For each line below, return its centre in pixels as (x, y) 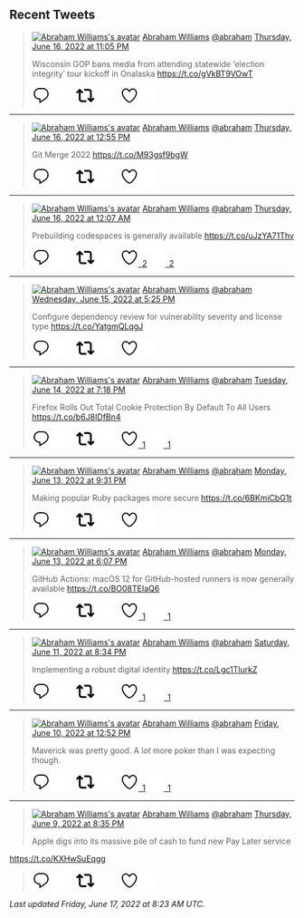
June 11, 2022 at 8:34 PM (79, 652)
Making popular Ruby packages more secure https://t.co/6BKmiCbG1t (161, 498)
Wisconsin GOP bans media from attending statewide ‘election (148, 63)
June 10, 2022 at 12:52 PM (81, 732)
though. (46, 759)
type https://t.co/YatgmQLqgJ (87, 326)
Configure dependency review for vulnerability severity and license (157, 316)
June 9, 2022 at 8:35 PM (78, 823)
